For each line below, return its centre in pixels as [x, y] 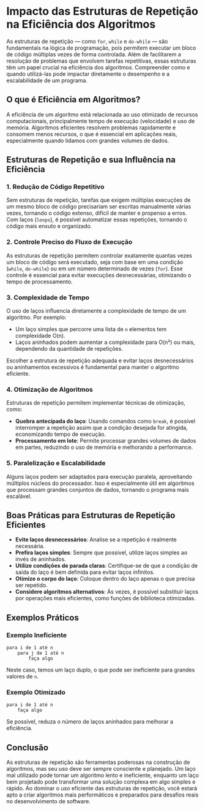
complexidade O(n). [40, 336]
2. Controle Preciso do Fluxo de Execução [69, 242]
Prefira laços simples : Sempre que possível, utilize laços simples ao [101, 552]
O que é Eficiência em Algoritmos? [73, 100]
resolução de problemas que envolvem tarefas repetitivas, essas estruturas [101, 61]
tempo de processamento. [39, 281]
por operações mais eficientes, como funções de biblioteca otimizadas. [105, 598]
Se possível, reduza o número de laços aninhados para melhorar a [90, 722]
